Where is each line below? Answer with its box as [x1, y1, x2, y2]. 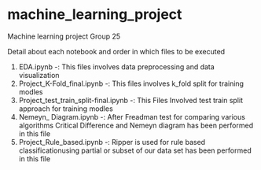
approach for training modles [18, 104, 113, 113]
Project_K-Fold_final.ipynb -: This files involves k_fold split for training [18, 79, 244, 88]
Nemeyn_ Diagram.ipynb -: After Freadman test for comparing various [18, 112, 245, 121]
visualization [18, 70, 60, 79]
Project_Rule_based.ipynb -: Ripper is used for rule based [18, 137, 206, 146]
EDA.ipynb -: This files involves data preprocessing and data [18, 61, 215, 72]
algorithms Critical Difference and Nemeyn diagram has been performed [18, 120, 254, 130]
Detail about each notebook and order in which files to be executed [7, 46, 226, 56]
